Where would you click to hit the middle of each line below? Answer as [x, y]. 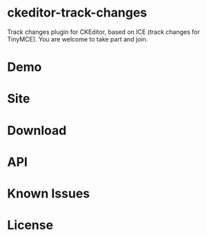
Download [37, 130]
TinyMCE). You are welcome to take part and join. [78, 39]
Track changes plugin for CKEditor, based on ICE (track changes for [103, 32]
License [30, 225]
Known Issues [49, 193]
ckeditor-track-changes [77, 13]
